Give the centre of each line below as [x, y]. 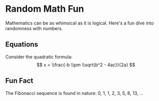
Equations [22, 45]
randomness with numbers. [34, 28]
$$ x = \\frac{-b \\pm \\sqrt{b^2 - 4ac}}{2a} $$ [86, 65]
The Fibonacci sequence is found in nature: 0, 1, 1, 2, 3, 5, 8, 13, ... [75, 93]
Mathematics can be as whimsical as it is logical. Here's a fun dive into [80, 23]
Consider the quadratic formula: [39, 57]
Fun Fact [19, 81]
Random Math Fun [45, 9]
